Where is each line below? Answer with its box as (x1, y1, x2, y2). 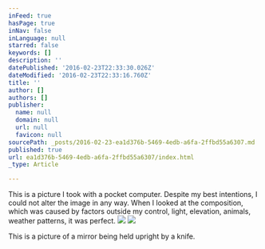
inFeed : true (8, 11, 52, 20)
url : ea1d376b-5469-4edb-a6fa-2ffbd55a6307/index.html (8, 153, 195, 161)
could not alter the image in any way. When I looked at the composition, (8, 198, 243, 208)
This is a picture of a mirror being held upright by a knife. (8, 231, 196, 241)
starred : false (8, 42, 59, 50)
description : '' (8, 57, 62, 65)
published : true (8, 146, 62, 154)
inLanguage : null (8, 34, 66, 42)
